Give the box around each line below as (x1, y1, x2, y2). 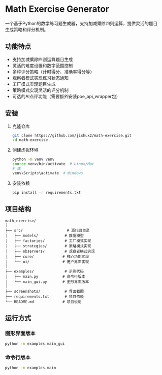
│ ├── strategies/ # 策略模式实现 (5, 243, 91, 248)
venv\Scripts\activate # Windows (12, 170, 83, 175)
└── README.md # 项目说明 (5, 299, 82, 304)
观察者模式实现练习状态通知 (12, 75, 69, 81)
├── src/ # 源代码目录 (5, 228, 90, 233)
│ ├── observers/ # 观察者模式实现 (5, 249, 95, 254)
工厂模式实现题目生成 (12, 81, 56, 87)
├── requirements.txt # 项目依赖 (5, 294, 84, 299)
